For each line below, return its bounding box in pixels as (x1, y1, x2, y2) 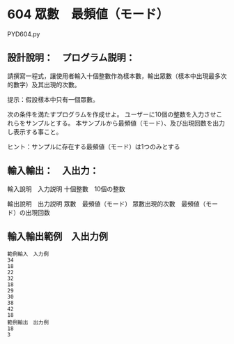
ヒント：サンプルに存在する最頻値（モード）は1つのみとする (7, 142, 180, 151)
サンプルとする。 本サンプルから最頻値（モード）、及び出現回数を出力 (25, 119, 225, 127)
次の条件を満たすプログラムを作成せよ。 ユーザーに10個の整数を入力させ (7, 110, 217, 119)
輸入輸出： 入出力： (7, 165, 99, 177)
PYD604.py (7, 29, 40, 38)
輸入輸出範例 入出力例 (7, 230, 108, 242)
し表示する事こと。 (7, 127, 63, 136)
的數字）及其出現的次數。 (7, 80, 81, 89)
